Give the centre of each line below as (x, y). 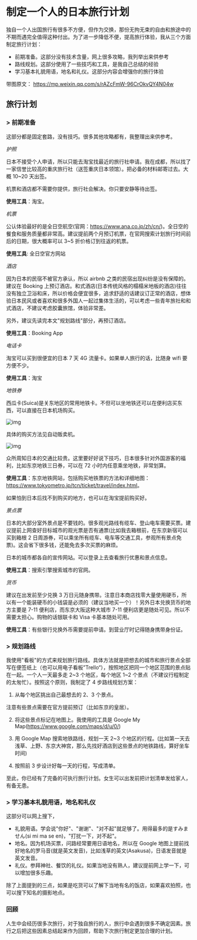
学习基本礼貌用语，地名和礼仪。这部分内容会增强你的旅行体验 (89, 71)
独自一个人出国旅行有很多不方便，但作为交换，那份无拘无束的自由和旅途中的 (98, 29)
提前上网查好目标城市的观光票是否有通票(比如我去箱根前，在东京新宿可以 (99, 530)
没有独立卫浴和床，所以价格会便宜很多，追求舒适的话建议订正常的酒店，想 (96, 293)
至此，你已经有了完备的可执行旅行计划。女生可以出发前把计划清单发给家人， (98, 778)
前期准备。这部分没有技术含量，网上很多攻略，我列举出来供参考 (91, 57)
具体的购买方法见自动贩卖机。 (42, 434)
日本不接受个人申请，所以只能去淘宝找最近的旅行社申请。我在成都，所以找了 (98, 161)
